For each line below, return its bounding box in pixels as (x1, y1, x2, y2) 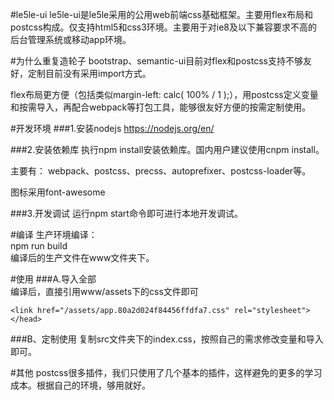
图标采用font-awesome (10, 186, 106, 198)
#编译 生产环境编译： (10, 229, 98, 240)
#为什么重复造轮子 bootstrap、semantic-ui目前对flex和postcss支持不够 (10, 55, 303, 67)
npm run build (10, 240, 68, 252)
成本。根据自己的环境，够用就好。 (10, 379, 151, 391)
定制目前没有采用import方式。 (27, 68, 152, 79)
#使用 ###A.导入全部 (10, 273, 97, 285)
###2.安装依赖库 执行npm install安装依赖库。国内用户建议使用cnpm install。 (10, 144, 325, 155)
